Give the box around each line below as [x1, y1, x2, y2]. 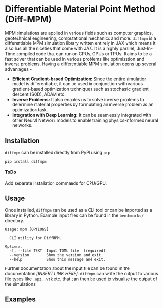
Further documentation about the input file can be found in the [5, 265, 130, 271]
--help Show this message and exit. [9, 257, 106, 262]
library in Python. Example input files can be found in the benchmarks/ [5, 212, 144, 218]
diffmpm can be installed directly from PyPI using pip [5, 149, 110, 155]
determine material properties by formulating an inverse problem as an [12, 102, 154, 107]
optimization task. [12, 106, 48, 113]
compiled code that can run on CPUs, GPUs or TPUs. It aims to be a [16, 50, 152, 57]
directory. [5, 217, 24, 223]
